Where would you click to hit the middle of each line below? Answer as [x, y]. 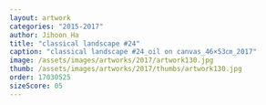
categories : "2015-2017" [56, 26]
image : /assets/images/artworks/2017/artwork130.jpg [112, 60]
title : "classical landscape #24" [75, 43]
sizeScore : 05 [36, 86]
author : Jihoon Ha [44, 35]
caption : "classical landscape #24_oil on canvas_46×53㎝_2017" [133, 52]
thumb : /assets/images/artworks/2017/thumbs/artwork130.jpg [126, 69]
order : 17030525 [40, 78]
